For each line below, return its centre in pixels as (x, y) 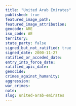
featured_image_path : (28, 19)
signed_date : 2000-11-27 (31, 52)
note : (11, 90)
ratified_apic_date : (27, 67)
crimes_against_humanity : (32, 76)
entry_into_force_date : (30, 62)
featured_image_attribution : (36, 24)
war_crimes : (18, 86)
